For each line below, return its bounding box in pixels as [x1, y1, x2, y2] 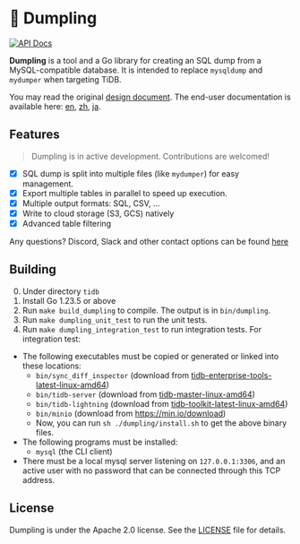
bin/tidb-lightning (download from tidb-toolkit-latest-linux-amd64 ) [35, 398, 288, 409]
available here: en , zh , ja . [9, 100, 101, 111]
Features [9, 127, 60, 142]
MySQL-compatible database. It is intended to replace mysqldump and [9, 65, 263, 75]
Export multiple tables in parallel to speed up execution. [21, 187, 228, 198]
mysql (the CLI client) [35, 445, 114, 456]
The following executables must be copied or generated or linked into [21, 350, 279, 361]
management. [21, 178, 74, 189]
